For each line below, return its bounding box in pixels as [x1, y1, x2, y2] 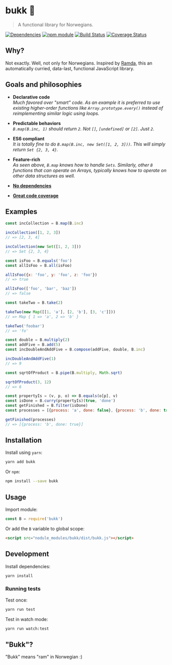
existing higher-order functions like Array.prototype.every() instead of [12, 105, 163, 111]
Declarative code [12, 94, 50, 100]
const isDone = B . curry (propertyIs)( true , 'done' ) [5, 398, 116, 404]
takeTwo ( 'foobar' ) [5, 323, 45, 328]
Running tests [5, 585, 41, 592]
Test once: [5, 597, 28, 603]
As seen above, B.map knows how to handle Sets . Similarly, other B [12, 161, 153, 168]
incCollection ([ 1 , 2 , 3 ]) [5, 230, 60, 235]
